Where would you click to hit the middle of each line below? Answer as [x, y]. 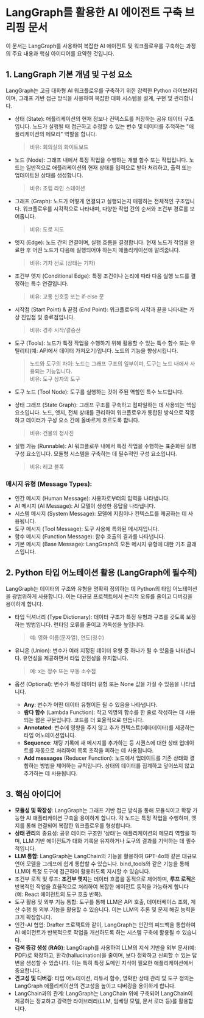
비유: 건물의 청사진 [52, 433]
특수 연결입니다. [50, 283]
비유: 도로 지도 [47, 229]
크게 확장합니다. [33, 917]
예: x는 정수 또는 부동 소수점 [63, 671]
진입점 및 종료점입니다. [48, 317]
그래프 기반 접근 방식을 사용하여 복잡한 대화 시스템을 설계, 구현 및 [96, 98]
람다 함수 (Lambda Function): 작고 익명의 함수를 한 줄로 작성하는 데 [104, 712]
